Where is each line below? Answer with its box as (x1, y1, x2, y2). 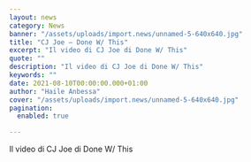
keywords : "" (9, 71, 57, 80)
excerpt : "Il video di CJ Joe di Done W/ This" (9, 46, 188, 55)
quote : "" (9, 54, 46, 63)
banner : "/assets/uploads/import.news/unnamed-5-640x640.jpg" (9, 29, 243, 38)
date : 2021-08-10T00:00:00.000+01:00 (9, 79, 148, 88)
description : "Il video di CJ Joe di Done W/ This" (9, 63, 203, 72)
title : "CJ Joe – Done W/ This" (9, 37, 128, 47)
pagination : (9, 104, 53, 112)
